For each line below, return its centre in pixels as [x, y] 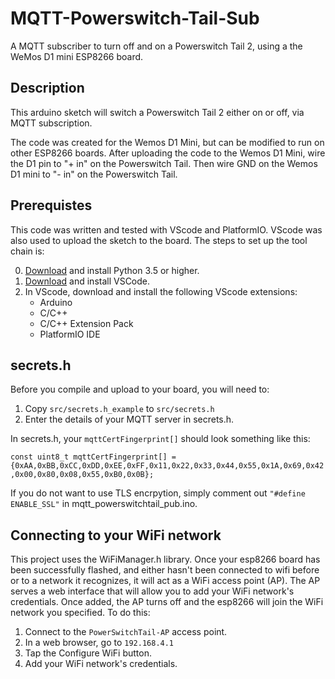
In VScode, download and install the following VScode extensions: [161, 291]
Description [47, 88]
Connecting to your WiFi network [116, 535]
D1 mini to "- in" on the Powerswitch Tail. [94, 174]
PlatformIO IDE [70, 334]
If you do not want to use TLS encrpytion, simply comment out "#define [158, 493]
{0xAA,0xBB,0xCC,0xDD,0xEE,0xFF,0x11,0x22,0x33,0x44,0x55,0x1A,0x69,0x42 [167, 466]
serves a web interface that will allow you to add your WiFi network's [152, 591]
